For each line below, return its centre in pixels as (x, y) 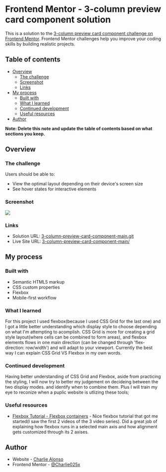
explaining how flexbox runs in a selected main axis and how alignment (85, 426)
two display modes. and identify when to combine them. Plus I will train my (81, 387)
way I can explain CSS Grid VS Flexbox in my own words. (63, 353)
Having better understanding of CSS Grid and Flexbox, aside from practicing (83, 377)
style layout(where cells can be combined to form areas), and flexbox (76, 337)
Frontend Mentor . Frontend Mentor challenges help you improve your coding (83, 39)
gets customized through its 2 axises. (51, 432)
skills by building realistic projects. (40, 44)
